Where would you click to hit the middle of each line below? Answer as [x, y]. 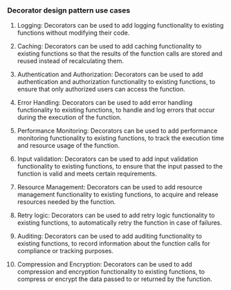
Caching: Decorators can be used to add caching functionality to [109, 46]
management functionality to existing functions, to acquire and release [118, 195]
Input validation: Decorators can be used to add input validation [108, 159]
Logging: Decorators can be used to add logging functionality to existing [120, 26]
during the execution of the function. [70, 117]
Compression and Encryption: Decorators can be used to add [104, 264]
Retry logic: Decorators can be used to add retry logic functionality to [116, 215]
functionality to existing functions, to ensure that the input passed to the [120, 167]
